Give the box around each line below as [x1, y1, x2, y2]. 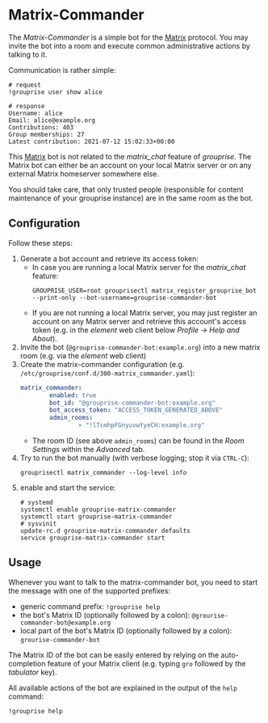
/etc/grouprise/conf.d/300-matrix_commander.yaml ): [19, 368, 195, 378]
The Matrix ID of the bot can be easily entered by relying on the [8, 649, 220, 660]
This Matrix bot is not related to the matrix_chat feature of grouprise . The [8, 151, 252, 161]
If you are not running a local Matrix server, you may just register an [31, 307, 258, 317]
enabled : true [49, 391, 97, 400]
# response [8, 102, 45, 110]
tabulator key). [8, 667, 58, 677]
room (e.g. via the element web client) [19, 350, 147, 361]
